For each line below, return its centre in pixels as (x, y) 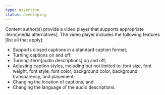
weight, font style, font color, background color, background (75, 71)
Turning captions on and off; (42, 55)
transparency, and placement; (44, 76)
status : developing (26, 15)
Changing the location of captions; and (53, 82)
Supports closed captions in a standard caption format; (70, 50)
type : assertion (22, 10)
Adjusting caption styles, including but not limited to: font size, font (82, 66)
